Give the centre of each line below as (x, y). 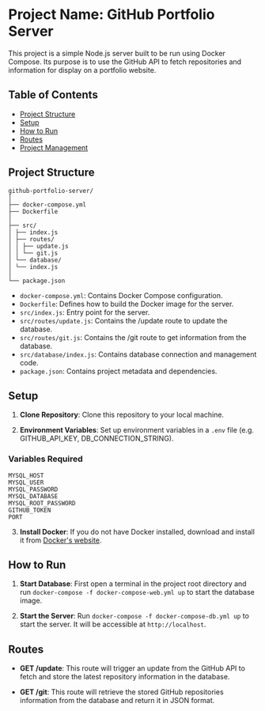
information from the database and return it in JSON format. (117, 701)
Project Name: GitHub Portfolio (112, 15)
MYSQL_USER (26, 482)
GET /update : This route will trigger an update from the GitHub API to (132, 668)
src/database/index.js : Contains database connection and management (138, 354)
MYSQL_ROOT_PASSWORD (42, 503)
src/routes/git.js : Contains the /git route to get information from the (133, 337)
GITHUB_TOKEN (30, 510)
